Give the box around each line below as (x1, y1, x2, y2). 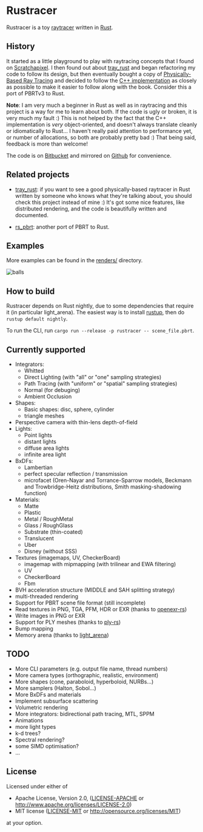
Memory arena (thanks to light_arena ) (15, 632, 109, 638)
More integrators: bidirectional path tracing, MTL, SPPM (15, 710, 155, 717)
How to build (6, 286, 55, 296)
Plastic (24, 509, 41, 516)
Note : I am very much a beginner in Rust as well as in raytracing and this (6, 101, 187, 109)
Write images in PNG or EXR (15, 612, 86, 619)
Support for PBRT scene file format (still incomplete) (15, 599, 146, 606)
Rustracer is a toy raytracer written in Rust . (6, 24, 113, 31)
